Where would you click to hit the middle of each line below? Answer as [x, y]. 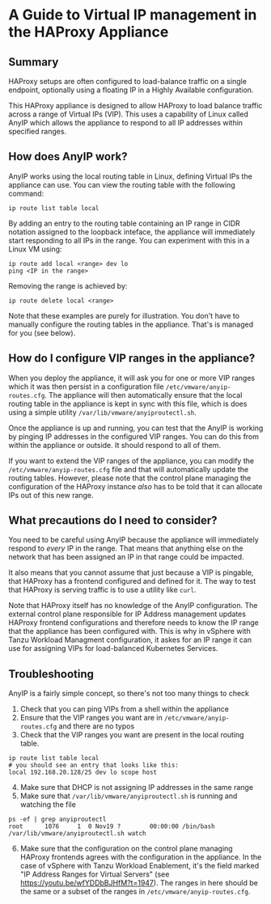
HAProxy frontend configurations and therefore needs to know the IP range [133, 623]
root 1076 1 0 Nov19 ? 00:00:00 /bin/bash [112, 826]
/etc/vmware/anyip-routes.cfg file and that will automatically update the [129, 469]
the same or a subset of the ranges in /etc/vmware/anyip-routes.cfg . [135, 892]
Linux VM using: [35, 249]
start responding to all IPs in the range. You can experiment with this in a [129, 240]
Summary [34, 62]
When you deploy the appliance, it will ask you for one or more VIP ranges [132, 378]
